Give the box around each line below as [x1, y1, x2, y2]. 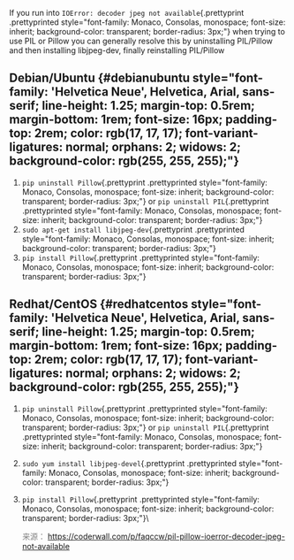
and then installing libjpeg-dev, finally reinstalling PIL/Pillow [9, 45, 225, 56]
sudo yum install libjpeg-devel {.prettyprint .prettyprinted [21, 457, 237, 468]
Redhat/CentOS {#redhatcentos [9, 296, 189, 312]
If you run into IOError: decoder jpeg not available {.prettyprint [9, 8, 245, 18]
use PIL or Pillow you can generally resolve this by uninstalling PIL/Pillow [9, 35, 274, 46]
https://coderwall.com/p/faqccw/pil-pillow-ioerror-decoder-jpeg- [47, 531, 285, 541]
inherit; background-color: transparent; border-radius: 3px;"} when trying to [9, 27, 285, 36]
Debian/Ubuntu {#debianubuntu [9, 71, 191, 86]
